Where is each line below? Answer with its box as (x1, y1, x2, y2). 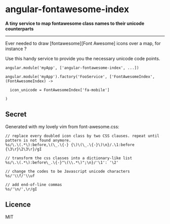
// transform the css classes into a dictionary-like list (5, 156, 133, 161)
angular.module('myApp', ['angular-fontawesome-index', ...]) (5, 65, 139, 70)
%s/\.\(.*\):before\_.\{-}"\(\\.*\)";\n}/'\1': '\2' (5, 160, 119, 165)
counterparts (5, 25, 34, 31)
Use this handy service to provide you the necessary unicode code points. (5, 55, 160, 61)
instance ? (5, 46, 27, 52)
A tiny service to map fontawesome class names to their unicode (5, 20, 145, 26)
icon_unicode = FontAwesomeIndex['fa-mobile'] (10, 87, 110, 92)
